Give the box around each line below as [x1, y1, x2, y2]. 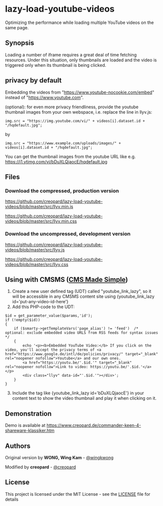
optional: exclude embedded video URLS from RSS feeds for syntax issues [5, 331, 159, 335]
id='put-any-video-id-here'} [12, 299, 69, 305]
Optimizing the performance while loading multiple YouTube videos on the [5, 19, 154, 25]
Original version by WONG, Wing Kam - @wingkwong [5, 454, 114, 460]
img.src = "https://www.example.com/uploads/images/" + [5, 140, 121, 146]
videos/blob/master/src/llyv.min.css [5, 218, 77, 224]
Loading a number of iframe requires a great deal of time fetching [5, 52, 137, 58]
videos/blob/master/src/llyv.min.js [5, 204, 73, 210]
